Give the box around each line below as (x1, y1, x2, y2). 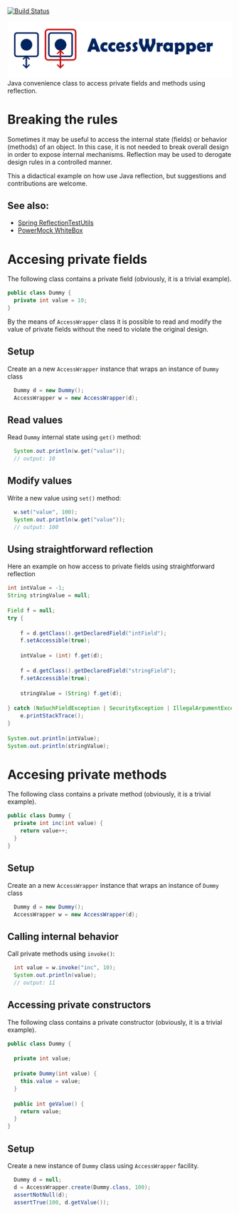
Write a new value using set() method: (7, 493, 122, 502)
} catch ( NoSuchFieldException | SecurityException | (7, 705, 171, 712)
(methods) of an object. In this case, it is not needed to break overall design (7, 143, 229, 151)
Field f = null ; (7, 607, 55, 614)
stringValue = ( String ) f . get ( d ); (20, 690, 122, 697)
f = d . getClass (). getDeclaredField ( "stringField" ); (20, 667, 176, 674)
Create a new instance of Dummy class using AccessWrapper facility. (7, 1161, 199, 1170)
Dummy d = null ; (14, 1176, 62, 1183)
